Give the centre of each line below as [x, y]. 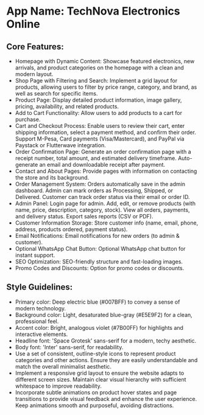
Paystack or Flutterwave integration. [61, 145]
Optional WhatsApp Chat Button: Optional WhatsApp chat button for [100, 249]
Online [23, 24]
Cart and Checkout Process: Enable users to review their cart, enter [100, 126]
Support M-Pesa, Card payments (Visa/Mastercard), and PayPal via [100, 139]
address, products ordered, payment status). [71, 229]
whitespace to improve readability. [58, 386]
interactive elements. [41, 334]
